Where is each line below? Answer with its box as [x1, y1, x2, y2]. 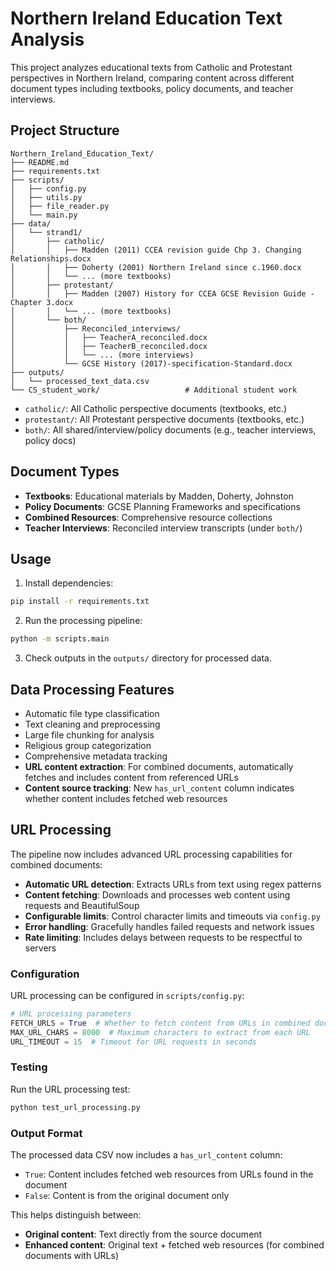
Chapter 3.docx [10, 297, 74, 307]
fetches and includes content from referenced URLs [24, 771, 239, 783]
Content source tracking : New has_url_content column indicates [24, 782, 295, 794]
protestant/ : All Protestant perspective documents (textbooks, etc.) [24, 413, 305, 425]
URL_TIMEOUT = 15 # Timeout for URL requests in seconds [10, 1037, 257, 1047]
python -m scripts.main [10, 634, 110, 644]
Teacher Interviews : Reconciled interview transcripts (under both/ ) [24, 522, 303, 534]
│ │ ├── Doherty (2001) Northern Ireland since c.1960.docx [10, 262, 302, 272]
